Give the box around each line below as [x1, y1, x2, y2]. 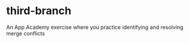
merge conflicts [6, 29, 45, 37]
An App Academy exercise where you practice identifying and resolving [6, 24, 184, 31]
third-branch [6, 4, 72, 18]
